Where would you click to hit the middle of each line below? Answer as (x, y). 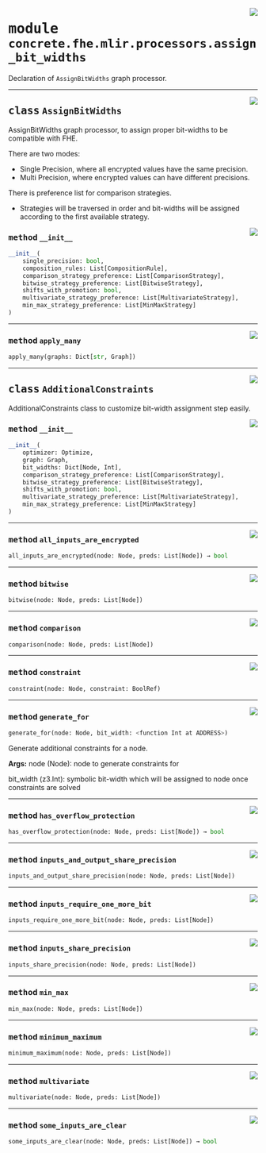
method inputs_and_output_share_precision (92, 860)
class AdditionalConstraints (81, 389)
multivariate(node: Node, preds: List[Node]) (84, 1097)
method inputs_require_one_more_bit (80, 904)
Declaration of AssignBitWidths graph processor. (88, 78)
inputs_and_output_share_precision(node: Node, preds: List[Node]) (122, 876)
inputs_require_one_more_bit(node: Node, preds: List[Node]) (111, 920)
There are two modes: (44, 153)
